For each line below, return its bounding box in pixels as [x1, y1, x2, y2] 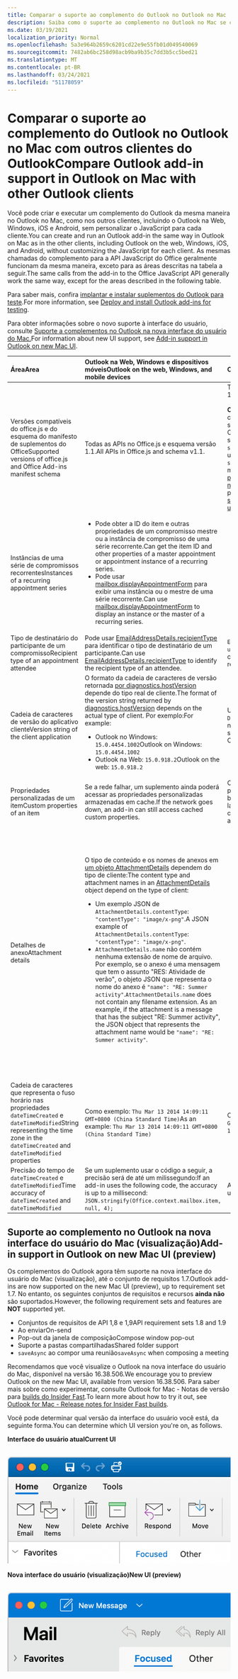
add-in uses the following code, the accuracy [84, 1181, 217, 1189]
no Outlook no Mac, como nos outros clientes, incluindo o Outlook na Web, [7, 216, 226, 225]
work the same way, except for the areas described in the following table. [7, 277, 222, 285]
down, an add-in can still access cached [84, 805, 203, 813]
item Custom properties [10, 801, 78, 810]
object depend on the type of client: [84, 886, 189, 894]
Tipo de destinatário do [10, 633, 79, 642]
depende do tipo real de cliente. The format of [84, 688, 217, 697]
